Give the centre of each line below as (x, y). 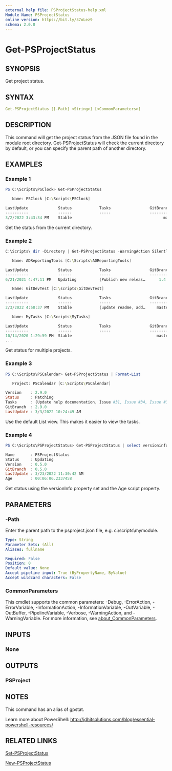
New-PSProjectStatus (28, 763)
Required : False (23, 558)
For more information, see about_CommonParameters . (100, 619)
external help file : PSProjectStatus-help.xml (56, 10)
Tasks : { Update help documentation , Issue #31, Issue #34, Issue (83, 402)
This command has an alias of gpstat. (45, 709)
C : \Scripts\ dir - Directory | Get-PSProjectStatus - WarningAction (78, 252)
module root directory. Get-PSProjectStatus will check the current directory (85, 143)
